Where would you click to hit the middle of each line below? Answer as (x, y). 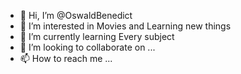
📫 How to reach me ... (66, 58)
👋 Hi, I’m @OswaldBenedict (76, 15)
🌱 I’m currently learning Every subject (97, 36)
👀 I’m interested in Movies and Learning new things (125, 26)
